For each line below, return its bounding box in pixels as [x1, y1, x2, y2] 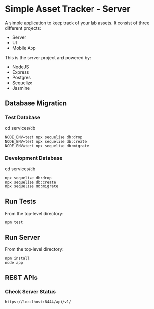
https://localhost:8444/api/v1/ [5, 299, 71, 305]
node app [5, 260, 23, 265]
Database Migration [5, 99, 67, 108]
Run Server [5, 233, 40, 242]
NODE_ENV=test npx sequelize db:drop [5, 134, 83, 140]
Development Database [5, 154, 62, 161]
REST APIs [5, 273, 38, 281]
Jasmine [12, 85, 30, 91]
